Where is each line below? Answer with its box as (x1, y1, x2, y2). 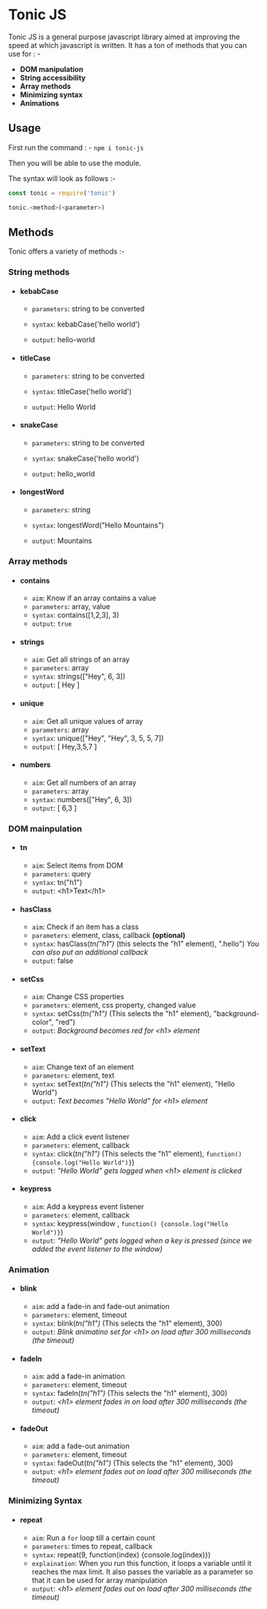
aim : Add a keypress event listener (31, 1201, 145, 1211)
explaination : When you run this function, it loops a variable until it (31, 1558, 252, 1567)
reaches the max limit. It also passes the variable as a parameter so (31, 1567, 253, 1576)
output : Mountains (31, 536, 92, 546)
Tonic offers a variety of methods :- (8, 247, 125, 256)
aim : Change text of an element (31, 1061, 134, 1071)
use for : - (8, 49, 41, 58)
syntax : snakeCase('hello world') (31, 453, 139, 463)
